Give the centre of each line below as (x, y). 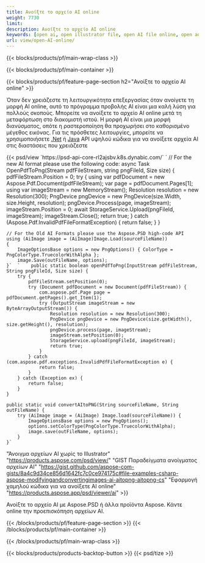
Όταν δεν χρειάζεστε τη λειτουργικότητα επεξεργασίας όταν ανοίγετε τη (100, 100)
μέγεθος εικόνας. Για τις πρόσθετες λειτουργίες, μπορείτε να (85, 132)
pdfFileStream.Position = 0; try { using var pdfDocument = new (86, 177)
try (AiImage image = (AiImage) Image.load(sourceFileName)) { (99, 416)
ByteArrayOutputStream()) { (42, 308)
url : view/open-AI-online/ (41, 40)
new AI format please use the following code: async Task (78, 164)
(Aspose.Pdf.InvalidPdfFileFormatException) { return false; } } (83, 222)
